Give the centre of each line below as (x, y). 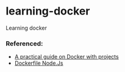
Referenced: (24, 44)
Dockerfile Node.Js (39, 63)
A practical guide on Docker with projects (67, 57)
